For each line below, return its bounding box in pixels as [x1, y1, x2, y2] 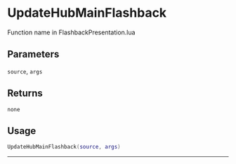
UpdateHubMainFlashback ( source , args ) [7, 144, 121, 151]
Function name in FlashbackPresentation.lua [7, 28, 136, 36]
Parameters [7, 48, 60, 60]
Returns [7, 88, 44, 100]
